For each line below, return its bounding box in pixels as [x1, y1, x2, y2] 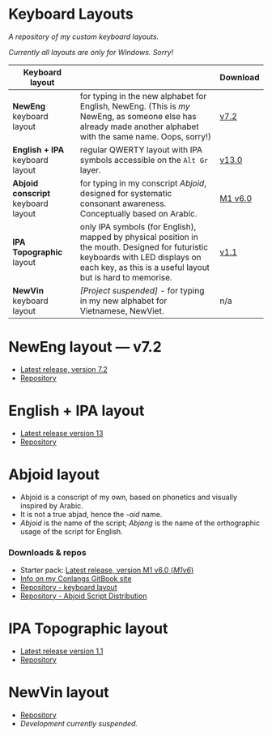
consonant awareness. [79, 198, 167, 209]
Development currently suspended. [19, 718, 138, 728]
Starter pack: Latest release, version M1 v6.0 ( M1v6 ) [19, 565, 194, 576]
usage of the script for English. [19, 526, 123, 536]
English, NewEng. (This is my [79, 101, 190, 112]
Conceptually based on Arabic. [79, 208, 198, 219]
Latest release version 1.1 [19, 646, 104, 656]
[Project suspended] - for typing [79, 285, 205, 296]
